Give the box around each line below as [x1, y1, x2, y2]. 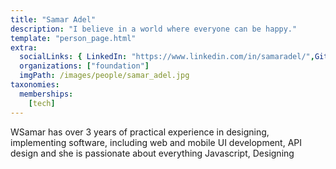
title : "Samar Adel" [10, 14, 97, 25]
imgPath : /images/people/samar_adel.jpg [19, 71, 190, 81]
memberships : [19, 89, 74, 99]
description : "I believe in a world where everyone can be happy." [10, 24, 298, 34]
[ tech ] [28, 98, 56, 108]
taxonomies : [10, 80, 60, 90]
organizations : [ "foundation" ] [19, 61, 150, 71]
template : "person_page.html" [10, 33, 137, 43]
